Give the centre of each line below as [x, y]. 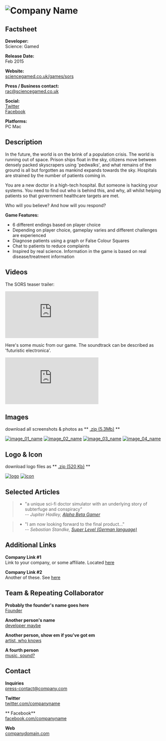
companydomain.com [27, 733]
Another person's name [30, 620]
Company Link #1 [23, 557]
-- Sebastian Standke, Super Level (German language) [81, 529]
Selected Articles [33, 492]
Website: [15, 71]
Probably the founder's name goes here [47, 605]
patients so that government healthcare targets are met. [62, 196]
